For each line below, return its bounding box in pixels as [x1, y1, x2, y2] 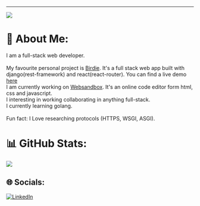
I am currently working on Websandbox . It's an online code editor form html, [6, 83, 193, 90]
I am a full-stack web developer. [6, 52, 85, 59]
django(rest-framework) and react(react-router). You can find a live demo [6, 71, 187, 78]
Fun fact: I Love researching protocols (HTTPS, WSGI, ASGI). [6, 115, 155, 122]
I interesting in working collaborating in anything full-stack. [6, 96, 151, 103]
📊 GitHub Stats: [6, 137, 87, 150]
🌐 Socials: [6, 178, 45, 188]
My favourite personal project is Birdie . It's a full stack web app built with [6, 64, 185, 71]
